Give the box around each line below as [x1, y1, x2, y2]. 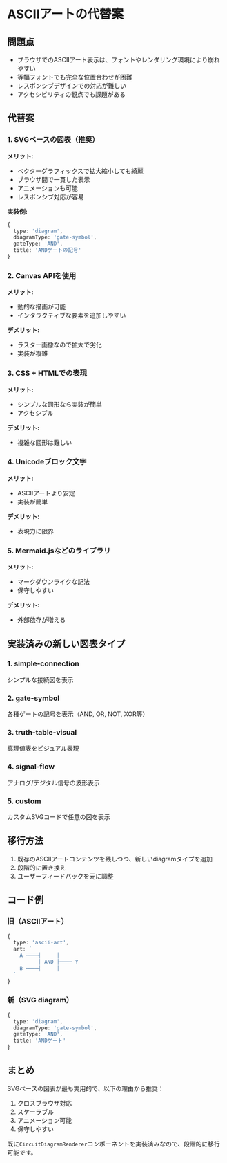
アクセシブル [17, 409, 54, 417]
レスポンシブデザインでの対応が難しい [17, 82, 126, 90]
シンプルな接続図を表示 [7, 675, 74, 684]
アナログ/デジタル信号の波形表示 [7, 778, 100, 787]
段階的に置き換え [17, 863, 66, 872]
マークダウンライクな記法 [17, 578, 90, 586]
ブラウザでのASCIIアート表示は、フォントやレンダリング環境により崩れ [17, 56, 221, 64]
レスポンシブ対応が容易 [17, 192, 84, 201]
